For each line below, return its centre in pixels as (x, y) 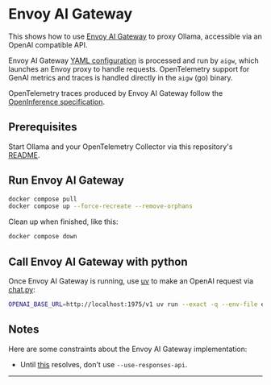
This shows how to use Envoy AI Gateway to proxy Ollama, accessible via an (135, 36)
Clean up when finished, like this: (63, 221)
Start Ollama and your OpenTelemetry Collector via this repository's (121, 147)
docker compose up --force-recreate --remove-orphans (101, 206)
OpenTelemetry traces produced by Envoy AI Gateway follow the (116, 93)
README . (24, 155)
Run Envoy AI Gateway (67, 181)
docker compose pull (43, 199)
